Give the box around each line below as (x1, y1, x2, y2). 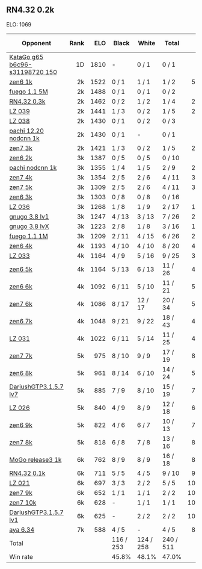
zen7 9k (9, 488, 33, 497)
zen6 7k (9, 317, 33, 325)
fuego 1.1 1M (9, 232, 48, 240)
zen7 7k (9, 352, 33, 360)
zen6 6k (9, 282, 33, 291)
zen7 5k (9, 183, 33, 191)
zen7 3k (9, 144, 33, 152)
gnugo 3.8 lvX (9, 222, 49, 231)
